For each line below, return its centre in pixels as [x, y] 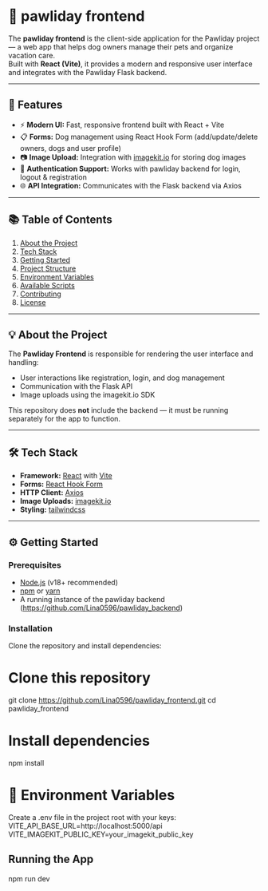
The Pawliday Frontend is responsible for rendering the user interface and [131, 354]
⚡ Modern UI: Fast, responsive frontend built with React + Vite [122, 125]
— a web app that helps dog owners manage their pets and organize [121, 46]
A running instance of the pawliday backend [92, 599]
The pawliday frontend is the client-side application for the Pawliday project [134, 38]
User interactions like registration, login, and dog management [122, 378]
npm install [26, 763]
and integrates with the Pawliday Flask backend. [88, 72]
